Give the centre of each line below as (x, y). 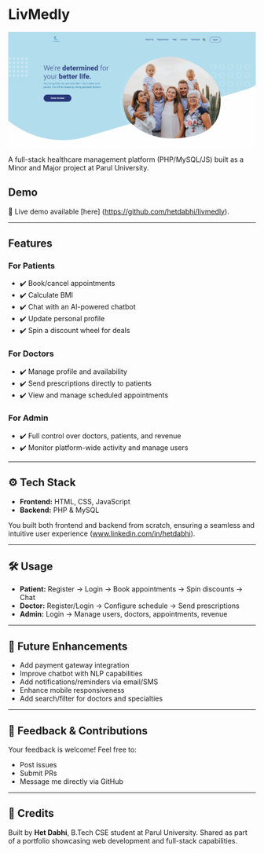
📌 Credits (31, 813)
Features (30, 243)
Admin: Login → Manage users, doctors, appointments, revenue (123, 614)
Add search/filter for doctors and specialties (91, 699)
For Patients (31, 265)
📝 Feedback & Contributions (78, 731)
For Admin (28, 418)
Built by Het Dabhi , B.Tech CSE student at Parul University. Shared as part (128, 832)
